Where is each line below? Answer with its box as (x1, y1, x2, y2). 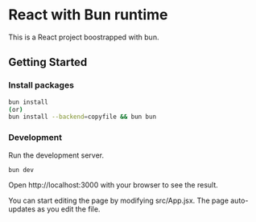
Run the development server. (8, 150, 105, 160)
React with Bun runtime (8, 6, 168, 24)
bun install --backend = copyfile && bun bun (8, 113, 157, 121)
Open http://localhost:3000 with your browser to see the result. (8, 179, 219, 190)
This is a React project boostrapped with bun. (8, 32, 159, 42)
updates (8, 203, 36, 214)
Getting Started (8, 55, 88, 69)
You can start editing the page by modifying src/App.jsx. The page (8, 195, 229, 205)
